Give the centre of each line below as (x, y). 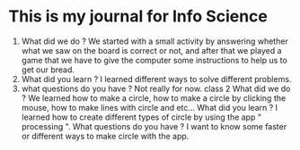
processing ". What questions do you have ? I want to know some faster (154, 126)
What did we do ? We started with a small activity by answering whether (154, 41)
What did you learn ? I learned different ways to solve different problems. (156, 79)
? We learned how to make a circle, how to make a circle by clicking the (154, 98)
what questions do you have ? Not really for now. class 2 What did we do (156, 88)
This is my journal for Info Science (138, 17)
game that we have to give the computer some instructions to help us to (154, 60)
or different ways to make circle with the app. (105, 136)
